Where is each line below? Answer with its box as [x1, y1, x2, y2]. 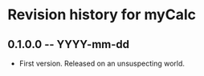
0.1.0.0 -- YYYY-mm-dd [7, 38, 130, 51]
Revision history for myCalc [7, 6, 196, 24]
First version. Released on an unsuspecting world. [18, 58, 186, 68]
